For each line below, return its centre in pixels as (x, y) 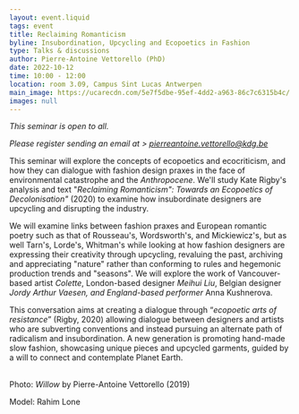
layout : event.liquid (50, 17)
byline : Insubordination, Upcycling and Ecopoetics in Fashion (130, 43)
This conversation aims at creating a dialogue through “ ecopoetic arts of (143, 310)
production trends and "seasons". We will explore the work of (122, 273)
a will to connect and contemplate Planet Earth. (96, 358)
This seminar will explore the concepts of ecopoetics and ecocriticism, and (148, 161)
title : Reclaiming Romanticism (68, 34)
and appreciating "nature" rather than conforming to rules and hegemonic (145, 264)
